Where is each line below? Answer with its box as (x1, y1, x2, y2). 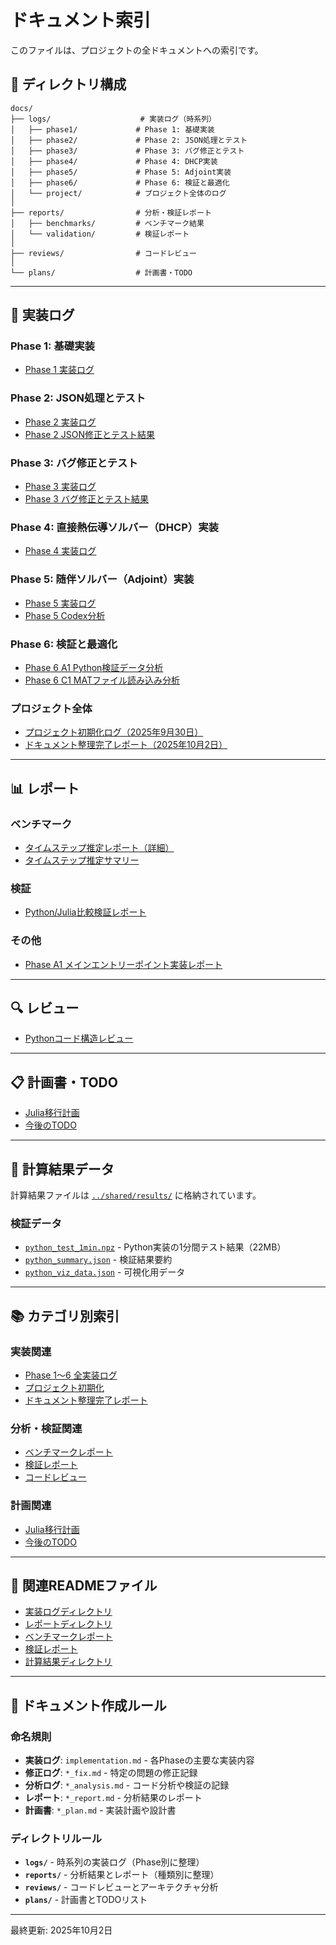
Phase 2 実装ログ (24, 416, 97, 428)
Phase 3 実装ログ (24, 481, 97, 493)
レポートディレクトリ (24, 1618, 113, 1630)
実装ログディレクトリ (24, 1606, 113, 1618)
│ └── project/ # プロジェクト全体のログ (10, 188, 227, 198)
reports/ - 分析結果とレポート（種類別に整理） (24, 1869, 220, 1881)
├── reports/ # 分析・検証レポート (10, 207, 212, 218)
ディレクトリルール (10, 1831, 103, 1845)
